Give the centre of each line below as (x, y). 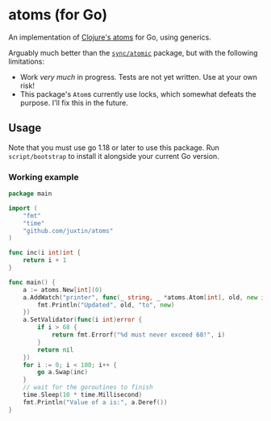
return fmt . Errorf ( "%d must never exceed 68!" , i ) (138, 335)
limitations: (27, 61)
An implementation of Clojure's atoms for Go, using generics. (110, 37)
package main (30, 194)
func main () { (32, 282)
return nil (56, 350)
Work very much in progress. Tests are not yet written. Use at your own (139, 77)
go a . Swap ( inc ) (63, 373)
